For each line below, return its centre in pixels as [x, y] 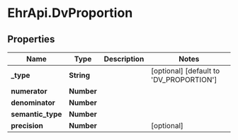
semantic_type [36, 114]
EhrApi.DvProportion [70, 13]
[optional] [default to [186, 71]
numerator [29, 91]
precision [27, 126]
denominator [33, 103]
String [80, 75]
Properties [31, 39]
